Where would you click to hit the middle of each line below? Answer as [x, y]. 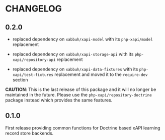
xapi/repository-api [34, 60]
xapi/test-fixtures [33, 75]
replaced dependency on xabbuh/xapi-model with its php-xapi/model [83, 39]
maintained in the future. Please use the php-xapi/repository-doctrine [78, 95]
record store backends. [29, 133]
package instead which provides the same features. [59, 100]
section [20, 80]
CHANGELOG [33, 9]
